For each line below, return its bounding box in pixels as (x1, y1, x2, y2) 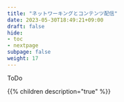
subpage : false (7, 49, 51, 56)
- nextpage (7, 42, 39, 49)
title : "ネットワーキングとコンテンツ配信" (7, 10, 118, 17)
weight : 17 (7, 55, 39, 62)
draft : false (7, 23, 45, 30)
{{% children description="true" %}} (7, 87, 111, 95)
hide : (7, 29, 23, 37)
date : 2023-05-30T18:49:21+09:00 (7, 17, 104, 23)
